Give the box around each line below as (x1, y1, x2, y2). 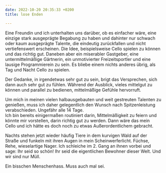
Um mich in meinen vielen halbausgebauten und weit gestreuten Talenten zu (5, 96, 162, 102)
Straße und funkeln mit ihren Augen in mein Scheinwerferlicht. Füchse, (5, 137, 150, 144)
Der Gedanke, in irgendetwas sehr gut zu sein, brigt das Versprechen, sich (5, 76, 158, 82)
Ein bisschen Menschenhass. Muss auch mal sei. (5, 163, 105, 169)
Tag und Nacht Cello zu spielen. (5, 66, 70, 72)
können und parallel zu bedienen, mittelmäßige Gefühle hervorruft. (5, 87, 141, 93)
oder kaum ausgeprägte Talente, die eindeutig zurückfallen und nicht (5, 40, 146, 46)
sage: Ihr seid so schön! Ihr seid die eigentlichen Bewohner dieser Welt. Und (5, 148, 161, 154)
